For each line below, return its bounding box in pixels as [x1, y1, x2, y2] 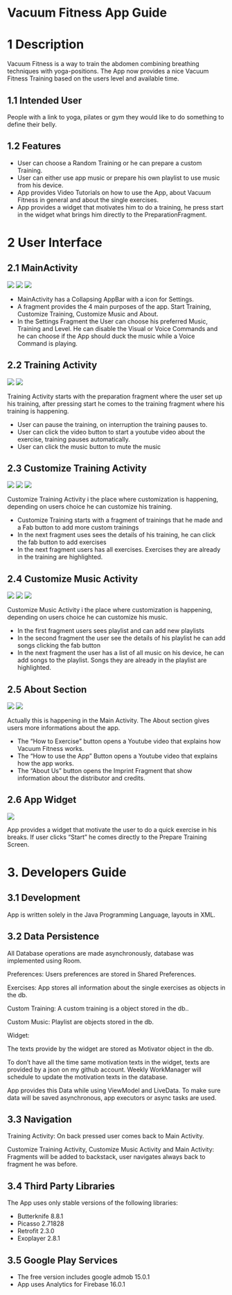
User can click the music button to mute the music [17, 442, 161, 450]
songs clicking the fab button [17, 641, 101, 650]
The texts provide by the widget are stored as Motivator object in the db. [7, 1044, 214, 1053]
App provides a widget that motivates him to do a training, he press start [17, 203, 224, 211]
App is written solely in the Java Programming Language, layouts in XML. [7, 911, 216, 919]
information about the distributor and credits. [17, 774, 145, 782]
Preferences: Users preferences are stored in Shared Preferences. [7, 970, 196, 978]
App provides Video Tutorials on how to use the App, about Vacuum [17, 188, 211, 196]
